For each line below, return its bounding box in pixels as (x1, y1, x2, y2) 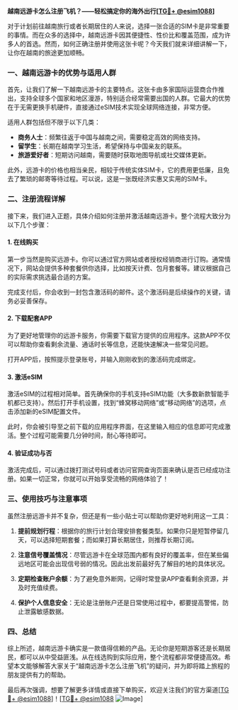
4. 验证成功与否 (7, 449, 52, 457)
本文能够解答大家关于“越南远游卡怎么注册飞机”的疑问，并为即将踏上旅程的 (13, 662, 230, 670)
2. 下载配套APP (7, 314, 52, 323)
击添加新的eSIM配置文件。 (7, 407, 85, 416)
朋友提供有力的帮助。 (7, 670, 69, 679)
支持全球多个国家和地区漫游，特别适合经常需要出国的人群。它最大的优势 (19, 94, 231, 103)
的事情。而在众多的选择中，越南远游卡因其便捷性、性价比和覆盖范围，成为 (7, 31, 225, 39)
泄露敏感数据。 (23, 607, 68, 615)
